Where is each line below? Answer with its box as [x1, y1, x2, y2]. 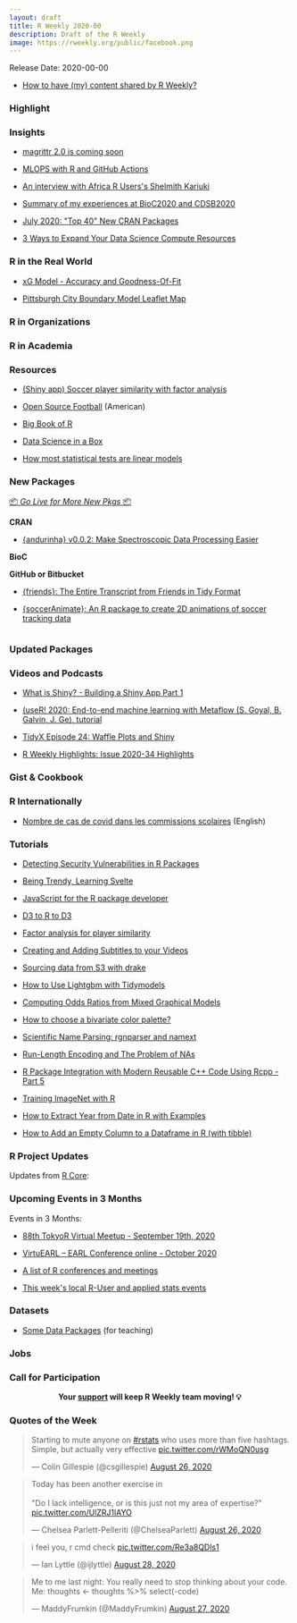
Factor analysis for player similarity [21, 927, 152, 938]
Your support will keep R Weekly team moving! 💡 [57, 1391, 243, 1402]
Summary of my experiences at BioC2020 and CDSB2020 [21, 199, 236, 209]
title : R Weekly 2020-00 [9, 21, 102, 30]
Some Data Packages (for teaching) [21, 1324, 154, 1335]
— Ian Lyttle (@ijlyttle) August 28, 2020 [30, 1560, 177, 1570]
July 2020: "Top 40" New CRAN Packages [21, 216, 179, 226]
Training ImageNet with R [21, 1093, 116, 1103]
